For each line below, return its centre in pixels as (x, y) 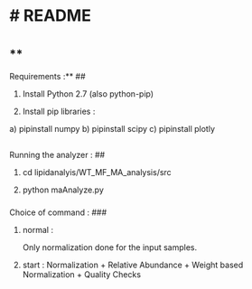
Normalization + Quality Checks (82, 275)
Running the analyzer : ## (57, 155)
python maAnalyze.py (63, 190)
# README (51, 16)
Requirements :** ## (47, 76)
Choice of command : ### (58, 212)
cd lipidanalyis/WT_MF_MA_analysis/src (97, 172)
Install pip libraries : (59, 111)
